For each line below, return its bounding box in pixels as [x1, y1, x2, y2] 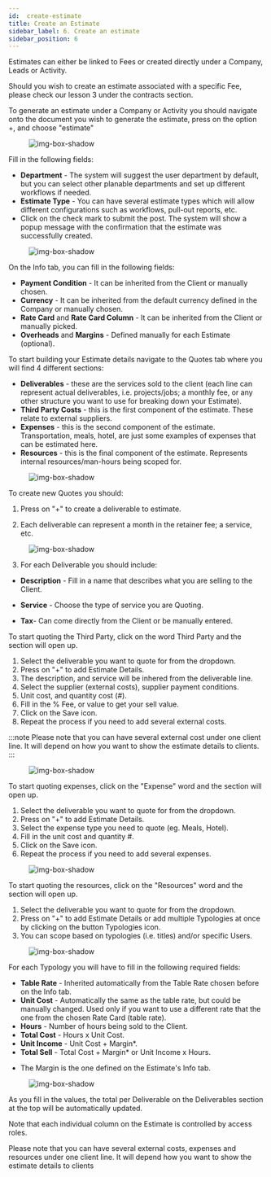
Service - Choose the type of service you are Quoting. [20, 600, 203, 610]
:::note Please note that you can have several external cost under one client [8, 733, 261, 742]
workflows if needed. [20, 188, 92, 198]
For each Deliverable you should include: [20, 560, 158, 570]
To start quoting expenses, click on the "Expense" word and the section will [8, 781, 262, 791]
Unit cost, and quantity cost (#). [20, 691, 128, 701]
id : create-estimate [8, 11, 82, 20]
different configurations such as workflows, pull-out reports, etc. [20, 205, 238, 215]
